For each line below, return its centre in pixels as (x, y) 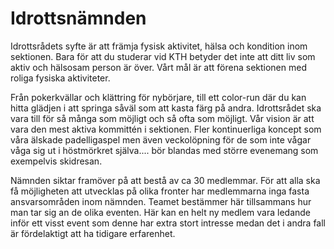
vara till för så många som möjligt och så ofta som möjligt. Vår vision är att (162, 118)
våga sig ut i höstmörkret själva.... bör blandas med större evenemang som (164, 150)
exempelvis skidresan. (56, 161)
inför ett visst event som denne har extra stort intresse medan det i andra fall (168, 223)
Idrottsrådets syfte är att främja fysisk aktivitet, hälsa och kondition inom (159, 46)
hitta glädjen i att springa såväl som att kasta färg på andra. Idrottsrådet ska (166, 108)
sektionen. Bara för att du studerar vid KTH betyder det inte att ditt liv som (163, 56)
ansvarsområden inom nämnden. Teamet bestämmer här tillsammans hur (161, 201)
